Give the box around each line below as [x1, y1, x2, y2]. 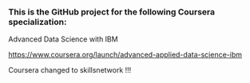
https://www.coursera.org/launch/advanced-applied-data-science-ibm [8, 50, 242, 60]
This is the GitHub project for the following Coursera [8, 6, 216, 18]
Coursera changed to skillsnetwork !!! [8, 65, 132, 75]
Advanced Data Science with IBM [8, 34, 118, 44]
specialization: [8, 16, 67, 27]
